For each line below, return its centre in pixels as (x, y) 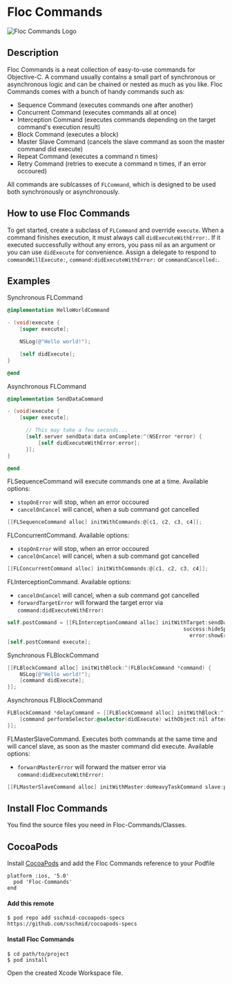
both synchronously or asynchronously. (64, 191)
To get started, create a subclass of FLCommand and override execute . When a (116, 230)
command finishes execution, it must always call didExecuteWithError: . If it (114, 237)
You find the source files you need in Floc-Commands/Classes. (97, 825)
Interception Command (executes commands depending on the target (116, 119)
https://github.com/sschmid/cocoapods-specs (72, 924)
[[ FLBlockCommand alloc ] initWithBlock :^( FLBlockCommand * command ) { (109, 668)
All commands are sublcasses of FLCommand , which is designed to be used (112, 184)
